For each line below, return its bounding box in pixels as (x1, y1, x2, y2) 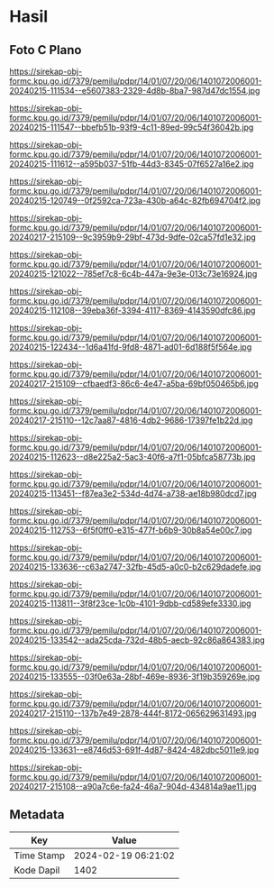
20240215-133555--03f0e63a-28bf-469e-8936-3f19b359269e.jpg (9, 672, 260, 682)
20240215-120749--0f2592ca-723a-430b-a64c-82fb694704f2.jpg (9, 196, 261, 206)
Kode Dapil (14, 864, 60, 876)
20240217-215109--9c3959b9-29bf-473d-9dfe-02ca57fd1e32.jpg (9, 232, 257, 243)
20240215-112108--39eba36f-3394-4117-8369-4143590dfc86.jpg (9, 305, 256, 316)
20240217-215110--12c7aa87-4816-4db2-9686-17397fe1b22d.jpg (9, 415, 253, 426)
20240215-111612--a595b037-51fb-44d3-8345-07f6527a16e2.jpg (9, 159, 254, 169)
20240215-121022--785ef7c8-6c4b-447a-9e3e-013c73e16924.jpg (9, 269, 258, 279)
